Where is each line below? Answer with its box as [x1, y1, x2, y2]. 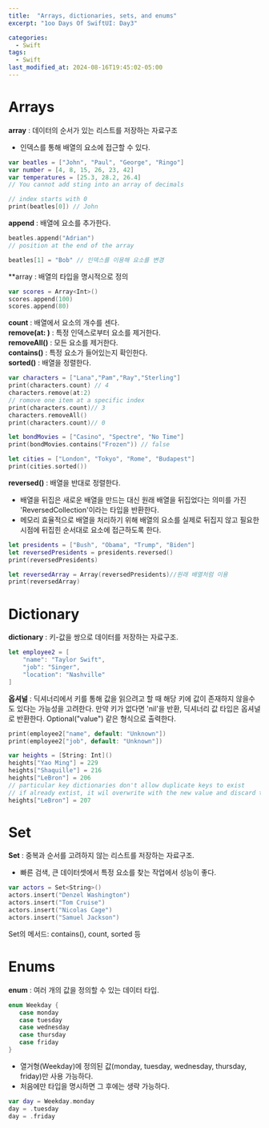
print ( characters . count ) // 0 [8, 418, 106, 427]
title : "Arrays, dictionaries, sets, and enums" [8, 11, 178, 20]
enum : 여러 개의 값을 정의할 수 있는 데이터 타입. [8, 985, 160, 994]
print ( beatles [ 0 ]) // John [8, 203, 98, 211]
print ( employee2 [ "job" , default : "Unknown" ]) [8, 737, 163, 745]
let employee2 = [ [8, 648, 70, 657]
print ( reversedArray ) [8, 578, 81, 586]
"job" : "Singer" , [22, 663, 81, 671]
